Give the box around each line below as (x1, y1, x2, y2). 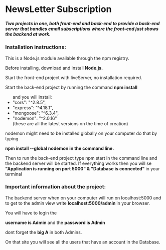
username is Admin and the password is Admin (5, 219, 105, 225)
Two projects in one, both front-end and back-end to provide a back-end (5, 20, 160, 26)
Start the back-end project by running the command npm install (5, 84, 138, 90)
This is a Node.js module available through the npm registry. (5, 55, 129, 61)
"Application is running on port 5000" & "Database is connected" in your (5, 165, 160, 171)
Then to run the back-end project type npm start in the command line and (5, 155, 157, 161)
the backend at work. (5, 31, 51, 37)
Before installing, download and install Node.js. (5, 65, 103, 71)
